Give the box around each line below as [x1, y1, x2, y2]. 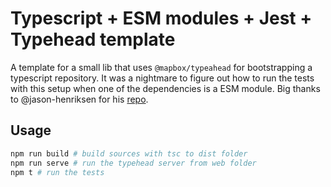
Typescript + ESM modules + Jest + [10, 7, 313, 30]
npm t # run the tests [10, 167, 105, 177]
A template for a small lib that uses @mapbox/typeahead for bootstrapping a [10, 61, 313, 73]
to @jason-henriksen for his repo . [10, 93, 149, 105]
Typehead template [10, 28, 176, 51]
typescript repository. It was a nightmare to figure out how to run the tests [10, 72, 315, 84]
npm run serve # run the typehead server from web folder [10, 158, 257, 168]
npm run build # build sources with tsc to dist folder [10, 148, 248, 159]
